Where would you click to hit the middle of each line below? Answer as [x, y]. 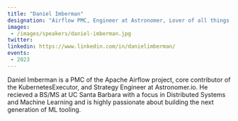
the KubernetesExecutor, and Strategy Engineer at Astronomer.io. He [108, 87]
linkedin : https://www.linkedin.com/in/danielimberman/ [91, 46]
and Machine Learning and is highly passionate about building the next [110, 102]
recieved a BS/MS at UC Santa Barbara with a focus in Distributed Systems [117, 94]
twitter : [20, 40]
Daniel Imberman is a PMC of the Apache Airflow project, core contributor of [119, 79]
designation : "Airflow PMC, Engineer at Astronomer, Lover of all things [119, 20]
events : [19, 53]
